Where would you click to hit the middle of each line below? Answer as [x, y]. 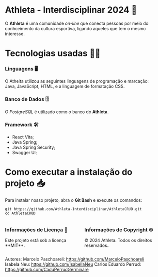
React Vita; [23, 137]
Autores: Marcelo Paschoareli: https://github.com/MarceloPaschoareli [75, 259]
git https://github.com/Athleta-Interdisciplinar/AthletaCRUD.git [73, 209]
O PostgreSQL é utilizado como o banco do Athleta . [57, 112]
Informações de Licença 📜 [36, 229]
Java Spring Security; [34, 147]
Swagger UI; [24, 153]
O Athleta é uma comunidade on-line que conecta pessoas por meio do [77, 23]
